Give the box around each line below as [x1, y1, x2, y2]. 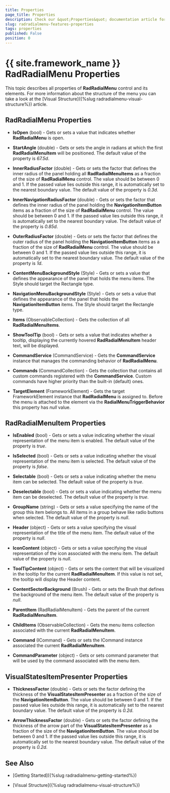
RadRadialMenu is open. [12, 135, 65, 141]
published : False [5, 31, 42, 36]
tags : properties [5, 26, 42, 31]
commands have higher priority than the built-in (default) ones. [12, 378, 144, 384]
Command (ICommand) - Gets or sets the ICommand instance [12, 637, 143, 644]
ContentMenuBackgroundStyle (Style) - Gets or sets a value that [12, 270, 150, 276]
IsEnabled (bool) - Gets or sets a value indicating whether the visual [12, 432, 155, 438]
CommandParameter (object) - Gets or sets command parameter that [12, 652, 159, 659]
